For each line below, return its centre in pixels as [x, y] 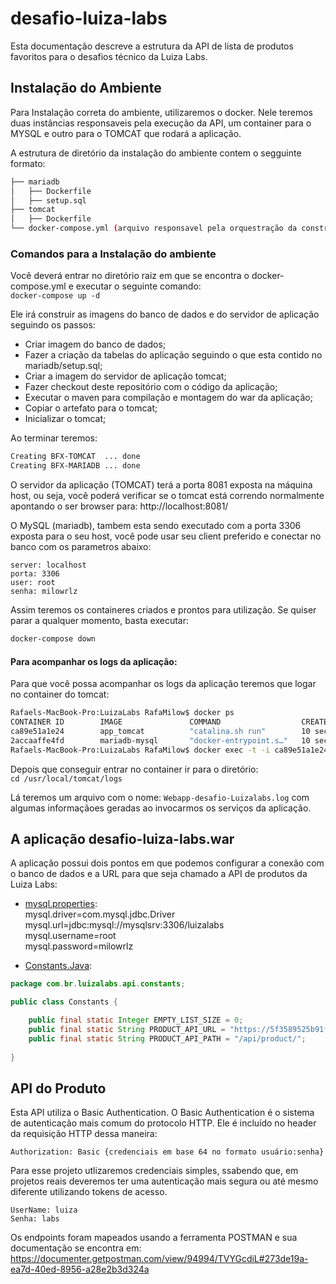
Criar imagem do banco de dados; [95, 344]
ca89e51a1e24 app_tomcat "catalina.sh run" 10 [160, 731]
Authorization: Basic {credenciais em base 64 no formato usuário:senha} [167, 1152]
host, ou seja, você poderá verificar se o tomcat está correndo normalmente [167, 496]
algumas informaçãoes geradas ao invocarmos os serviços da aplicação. [161, 808]
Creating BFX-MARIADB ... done [75, 466]
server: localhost [48, 565]
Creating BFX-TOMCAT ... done [75, 457]
